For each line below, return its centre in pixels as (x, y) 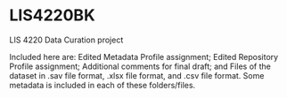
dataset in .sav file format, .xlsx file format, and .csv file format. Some (137, 75)
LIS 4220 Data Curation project (66, 40)
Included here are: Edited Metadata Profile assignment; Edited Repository (144, 57)
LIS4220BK (52, 15)
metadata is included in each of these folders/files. (102, 85)
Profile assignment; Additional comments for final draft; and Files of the (140, 66)
